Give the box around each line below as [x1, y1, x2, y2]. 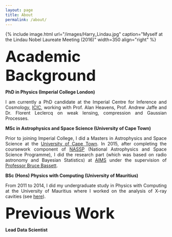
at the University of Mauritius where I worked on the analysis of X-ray [5, 188, 167, 194]
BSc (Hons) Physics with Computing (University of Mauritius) [5, 173, 139, 179]
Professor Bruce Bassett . [5, 162, 58, 169]
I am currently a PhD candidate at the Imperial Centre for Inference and [5, 99, 167, 105]
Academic [5, 47, 81, 66]
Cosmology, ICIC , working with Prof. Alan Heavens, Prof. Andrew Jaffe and [5, 104, 167, 111]
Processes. [5, 115, 29, 121]
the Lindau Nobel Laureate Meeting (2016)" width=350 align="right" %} [5, 37, 157, 43]
